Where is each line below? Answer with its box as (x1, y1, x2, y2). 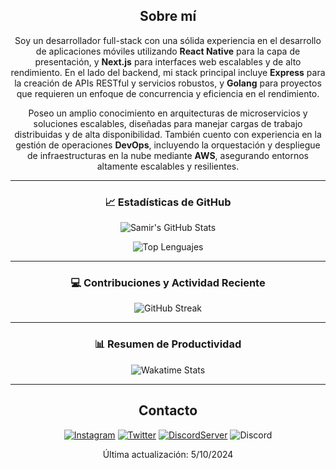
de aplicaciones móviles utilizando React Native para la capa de (35, 45, 301, 57)
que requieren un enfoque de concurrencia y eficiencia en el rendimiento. (16, 87, 320, 99)
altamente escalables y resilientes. (96, 160, 240, 172)
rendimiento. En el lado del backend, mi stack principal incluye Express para (10, 66, 326, 78)
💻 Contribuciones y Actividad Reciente (70, 276, 266, 290)
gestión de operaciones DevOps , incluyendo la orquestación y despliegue (15, 139, 321, 151)
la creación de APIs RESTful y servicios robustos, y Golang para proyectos (14, 77, 322, 89)
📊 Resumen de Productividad (94, 337, 242, 351)
